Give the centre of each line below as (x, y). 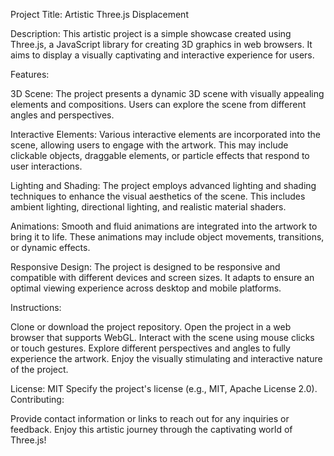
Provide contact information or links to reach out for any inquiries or (150, 418)
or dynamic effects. (50, 247)
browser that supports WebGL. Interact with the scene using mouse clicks (162, 337)
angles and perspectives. (62, 115)
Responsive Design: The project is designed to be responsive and (145, 267)
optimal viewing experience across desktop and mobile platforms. (146, 288)
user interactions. (46, 166)
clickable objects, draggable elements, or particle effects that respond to (160, 155)
